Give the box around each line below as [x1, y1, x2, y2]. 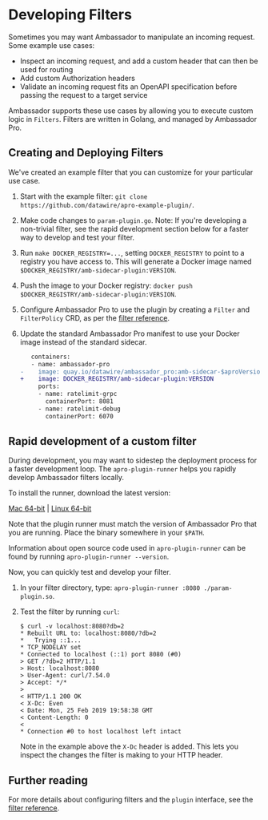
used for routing [19, 64, 74, 74]
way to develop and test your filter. [19, 232, 134, 242]
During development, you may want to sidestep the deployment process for [8, 455, 258, 466]
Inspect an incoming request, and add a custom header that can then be [19, 56, 258, 66]
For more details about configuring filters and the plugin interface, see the [8, 795, 254, 805]
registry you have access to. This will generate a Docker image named [19, 257, 252, 266]
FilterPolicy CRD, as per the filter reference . [19, 313, 170, 322]
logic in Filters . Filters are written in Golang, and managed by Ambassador [8, 114, 258, 123]
